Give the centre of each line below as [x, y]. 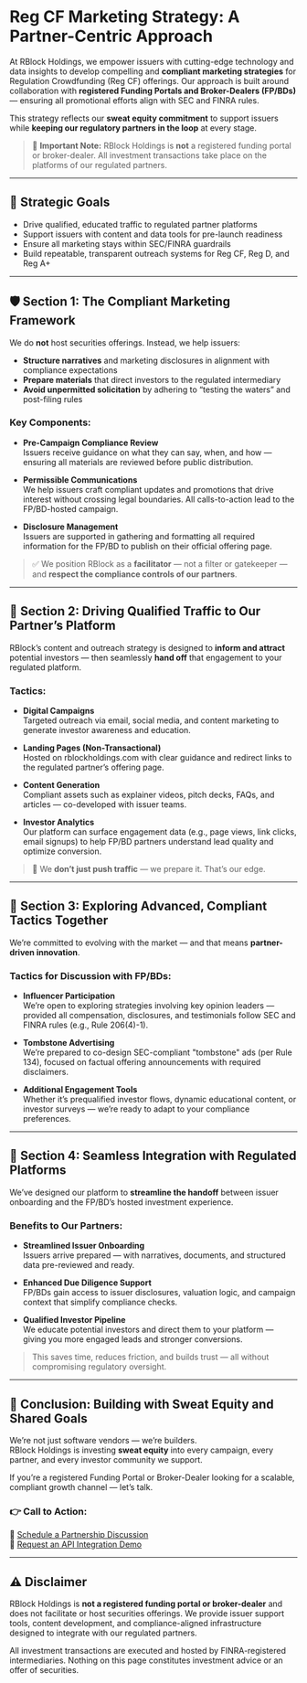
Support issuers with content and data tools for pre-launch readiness [153, 234]
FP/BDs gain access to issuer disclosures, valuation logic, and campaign [159, 1293]
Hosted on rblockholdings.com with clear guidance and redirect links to [157, 757]
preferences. [47, 1119]
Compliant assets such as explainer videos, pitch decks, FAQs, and [148, 794]
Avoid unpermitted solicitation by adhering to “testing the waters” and [156, 389]
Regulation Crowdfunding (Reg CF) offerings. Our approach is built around [149, 80]
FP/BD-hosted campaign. [70, 508]
